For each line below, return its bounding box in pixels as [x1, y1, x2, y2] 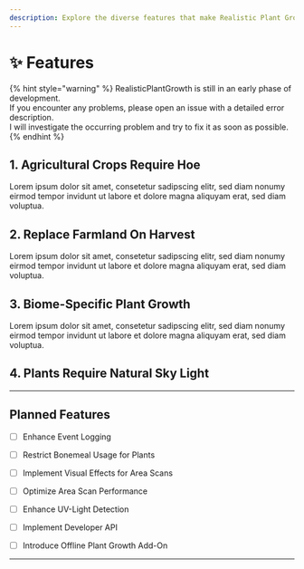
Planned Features [9, 407, 111, 422]
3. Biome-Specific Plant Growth [9, 296, 191, 312]
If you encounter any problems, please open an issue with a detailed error [9, 101, 285, 113]
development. [9, 92, 61, 103]
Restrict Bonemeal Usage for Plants [22, 449, 156, 460]
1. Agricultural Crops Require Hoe [9, 157, 201, 172]
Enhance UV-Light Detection [22, 504, 129, 515]
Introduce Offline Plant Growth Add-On [22, 540, 168, 551]
